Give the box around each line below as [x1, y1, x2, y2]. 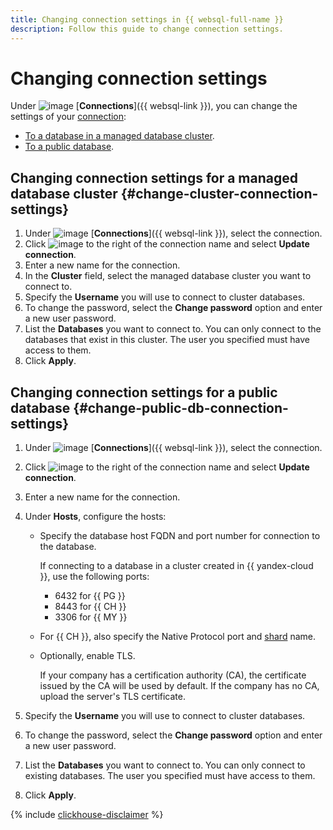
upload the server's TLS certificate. [39, 691, 186, 703]
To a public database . [24, 141, 115, 153]
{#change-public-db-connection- [73, 399, 289, 416]
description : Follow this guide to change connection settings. [10, 24, 284, 34]
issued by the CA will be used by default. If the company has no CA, [39, 680, 320, 692]
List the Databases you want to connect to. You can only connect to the [24, 323, 322, 335]
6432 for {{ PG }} [54, 590, 126, 602]
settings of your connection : [10, 111, 127, 123]
